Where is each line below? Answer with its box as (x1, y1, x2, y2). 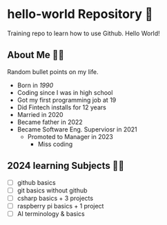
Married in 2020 (17, 110, 63, 118)
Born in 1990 (17, 81, 54, 89)
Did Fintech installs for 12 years (17, 103, 107, 111)
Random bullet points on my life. (7, 67, 99, 75)
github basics (17, 178, 57, 186)
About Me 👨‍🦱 (7, 49, 65, 61)
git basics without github (17, 186, 88, 195)
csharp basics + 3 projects (17, 194, 94, 202)
